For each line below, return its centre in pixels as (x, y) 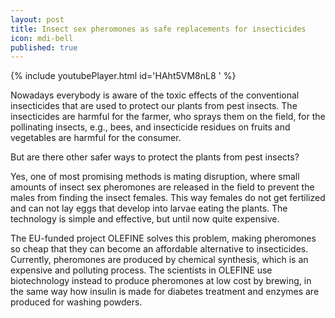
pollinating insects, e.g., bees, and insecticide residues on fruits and (150, 127)
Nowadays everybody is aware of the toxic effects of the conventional (155, 95)
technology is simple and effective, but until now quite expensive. (145, 219)
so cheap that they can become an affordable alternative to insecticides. (159, 249)
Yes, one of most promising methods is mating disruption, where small (155, 177)
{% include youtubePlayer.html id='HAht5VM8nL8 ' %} (123, 76)
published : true (44, 47)
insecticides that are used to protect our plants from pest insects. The (154, 106)
